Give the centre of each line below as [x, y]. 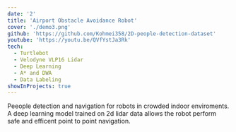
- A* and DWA [33, 73]
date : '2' [22, 14]
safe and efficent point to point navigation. [69, 121]
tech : [15, 47]
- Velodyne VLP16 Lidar [48, 60]
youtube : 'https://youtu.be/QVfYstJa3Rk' [69, 40]
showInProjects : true [39, 86]
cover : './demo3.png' [39, 27]
